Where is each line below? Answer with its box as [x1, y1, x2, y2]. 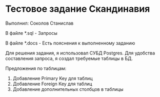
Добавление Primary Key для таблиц [12, 75, 93, 81]
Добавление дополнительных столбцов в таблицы [12, 86, 124, 92]
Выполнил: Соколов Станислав [5, 20, 74, 26]
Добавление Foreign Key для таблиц [12, 81, 92, 87]
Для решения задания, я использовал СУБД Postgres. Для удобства [5, 50, 155, 56]
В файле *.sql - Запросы [5, 30, 57, 36]
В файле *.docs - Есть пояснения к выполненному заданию [5, 40, 135, 46]
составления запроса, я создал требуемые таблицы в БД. [5, 55, 133, 62]
